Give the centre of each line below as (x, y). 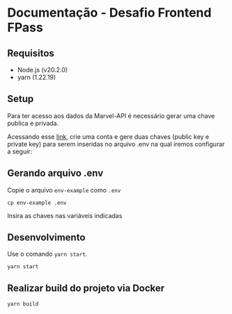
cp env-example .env (37, 203)
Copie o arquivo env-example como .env (64, 190)
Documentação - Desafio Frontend (109, 13)
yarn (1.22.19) (37, 77)
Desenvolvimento (46, 238)
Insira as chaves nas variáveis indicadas (65, 215)
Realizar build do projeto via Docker (86, 288)
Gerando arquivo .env (55, 173)
